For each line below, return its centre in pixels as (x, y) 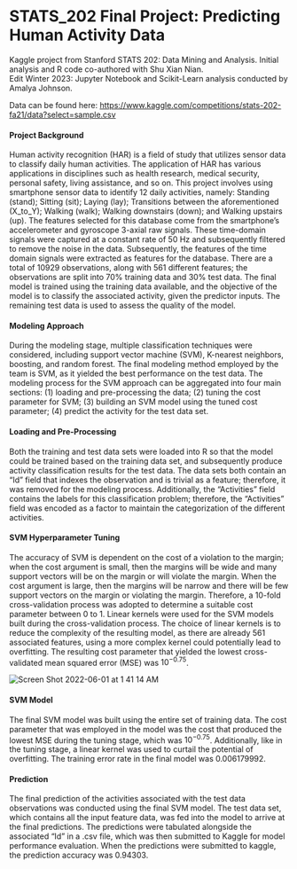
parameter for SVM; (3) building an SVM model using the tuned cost (133, 402)
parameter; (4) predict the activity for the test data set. (109, 411)
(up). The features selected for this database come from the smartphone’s (145, 221)
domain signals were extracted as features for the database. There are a (141, 258)
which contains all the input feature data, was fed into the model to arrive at (147, 818)
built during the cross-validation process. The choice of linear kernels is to (145, 623)
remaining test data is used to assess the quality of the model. (123, 305)
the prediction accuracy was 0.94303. (79, 855)
